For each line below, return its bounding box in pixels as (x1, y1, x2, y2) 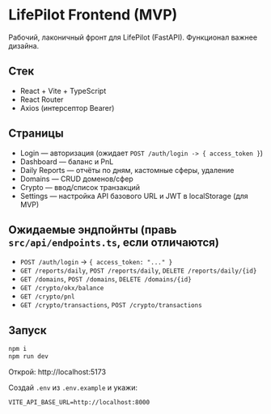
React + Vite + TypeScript (19, 86, 107, 95)
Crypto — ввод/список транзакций (19, 182, 140, 192)
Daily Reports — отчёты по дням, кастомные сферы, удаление (19, 165, 235, 175)
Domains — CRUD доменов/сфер (19, 174, 133, 184)
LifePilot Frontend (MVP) (8, 6, 178, 24)
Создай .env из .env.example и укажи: (8, 382, 138, 392)
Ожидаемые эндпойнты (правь (8, 222, 177, 236)
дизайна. (8, 40, 40, 50)
